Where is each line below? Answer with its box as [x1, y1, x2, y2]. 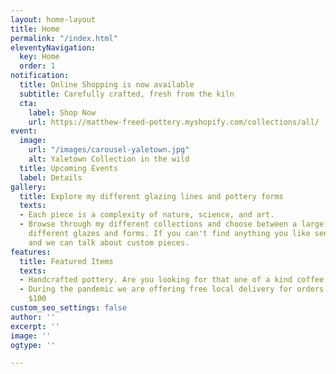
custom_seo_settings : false [10, 303, 128, 313]
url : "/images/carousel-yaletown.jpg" [28, 145, 190, 155]
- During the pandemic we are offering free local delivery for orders [19, 284, 325, 295]
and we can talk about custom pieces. [28, 237, 190, 248]
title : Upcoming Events [19, 163, 118, 173]
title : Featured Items [19, 256, 114, 266]
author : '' [10, 312, 56, 322]
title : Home [10, 24, 60, 34]
